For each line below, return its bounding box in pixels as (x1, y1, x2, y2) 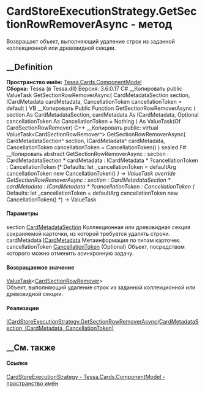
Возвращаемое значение (6, 263, 75, 271)
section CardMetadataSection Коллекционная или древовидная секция (6, 223, 191, 231)
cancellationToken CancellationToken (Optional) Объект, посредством (6, 243, 185, 250)
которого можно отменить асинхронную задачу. (6, 249, 134, 257)
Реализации (6, 304, 39, 311)
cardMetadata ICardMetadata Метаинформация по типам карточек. (6, 236, 181, 244)
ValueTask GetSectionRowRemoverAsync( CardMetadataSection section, (6, 91, 190, 99)
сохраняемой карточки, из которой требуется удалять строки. (6, 230, 171, 237)
